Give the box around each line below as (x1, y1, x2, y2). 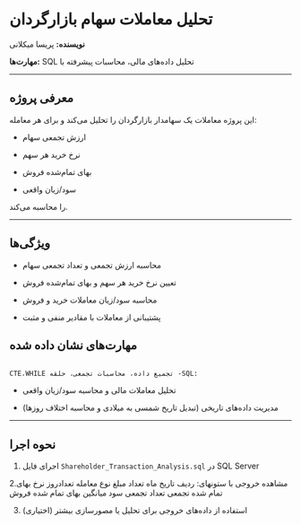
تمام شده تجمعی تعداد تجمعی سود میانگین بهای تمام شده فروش (9, 487, 223, 498)
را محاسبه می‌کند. (9, 201, 69, 212)
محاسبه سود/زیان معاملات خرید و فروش (21, 294, 158, 305)
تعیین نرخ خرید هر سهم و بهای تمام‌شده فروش (21, 276, 176, 287)
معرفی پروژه (9, 91, 74, 106)
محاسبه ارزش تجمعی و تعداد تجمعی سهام (21, 259, 162, 270)
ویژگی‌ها (9, 236, 51, 251)
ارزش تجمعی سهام (21, 131, 87, 143)
